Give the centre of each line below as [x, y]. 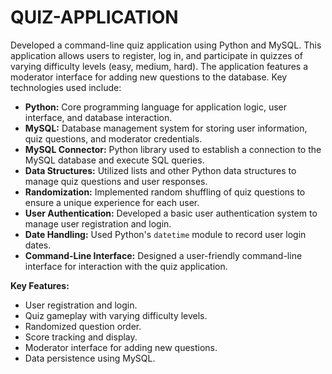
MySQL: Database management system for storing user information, [166, 128]
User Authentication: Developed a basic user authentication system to [171, 213]
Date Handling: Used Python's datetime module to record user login [165, 234]
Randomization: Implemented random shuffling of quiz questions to [165, 192]
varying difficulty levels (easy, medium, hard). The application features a [159, 66]
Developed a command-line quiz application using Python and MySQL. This [166, 45]
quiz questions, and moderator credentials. [113, 138]
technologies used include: [66, 87]
